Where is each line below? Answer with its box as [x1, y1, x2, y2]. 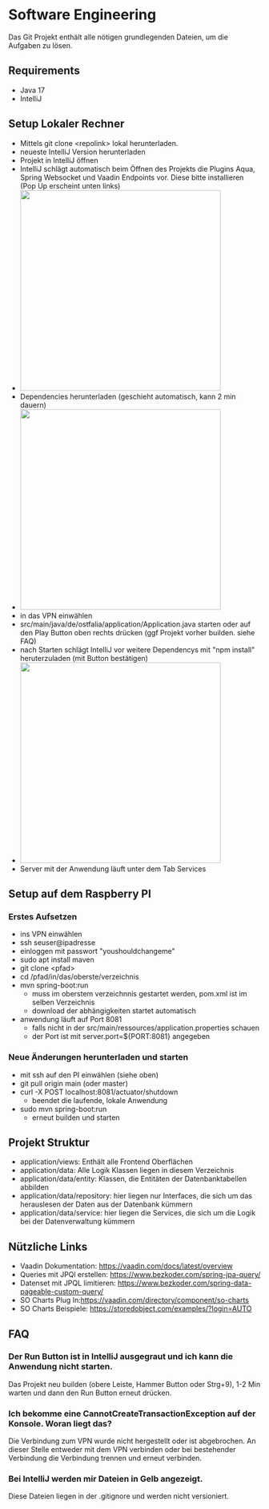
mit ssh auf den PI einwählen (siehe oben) [19, 1069, 159, 1080]
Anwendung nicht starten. [8, 1361, 114, 1373]
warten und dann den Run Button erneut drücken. [8, 1388, 172, 1397]
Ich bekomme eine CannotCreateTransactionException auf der [8, 1408, 256, 1419]
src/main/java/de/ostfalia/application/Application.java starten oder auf [19, 619, 251, 629]
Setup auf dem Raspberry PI [8, 886, 152, 900]
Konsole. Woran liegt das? [8, 1418, 112, 1429]
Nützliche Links [8, 1239, 88, 1253]
